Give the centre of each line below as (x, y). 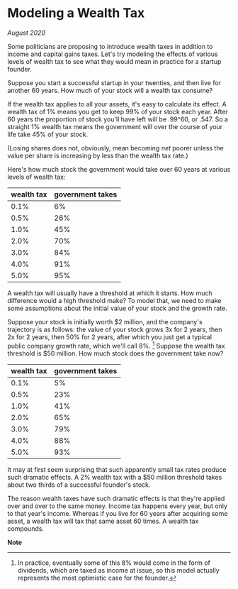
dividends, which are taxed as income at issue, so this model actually (118, 570)
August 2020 (27, 33)
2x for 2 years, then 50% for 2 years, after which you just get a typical (110, 337)
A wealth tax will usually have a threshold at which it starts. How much (110, 293)
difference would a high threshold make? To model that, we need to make (114, 300)
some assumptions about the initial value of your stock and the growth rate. (118, 308)
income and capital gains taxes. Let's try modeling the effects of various (113, 54)
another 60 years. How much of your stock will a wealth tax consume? (110, 90)
